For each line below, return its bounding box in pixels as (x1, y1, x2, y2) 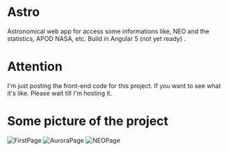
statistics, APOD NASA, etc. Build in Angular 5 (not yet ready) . (7, 34, 186, 42)
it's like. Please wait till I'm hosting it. (7, 89, 113, 97)
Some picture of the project (7, 114, 169, 129)
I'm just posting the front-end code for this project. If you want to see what (7, 81, 221, 90)
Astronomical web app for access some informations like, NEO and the (7, 27, 210, 35)
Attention (7, 59, 63, 75)
